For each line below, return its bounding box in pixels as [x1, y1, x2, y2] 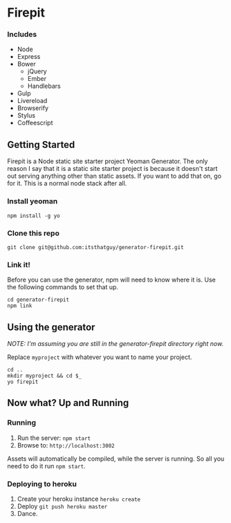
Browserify [17, 104, 48, 112]
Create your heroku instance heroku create [17, 495, 141, 503]
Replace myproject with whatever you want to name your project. [7, 353, 192, 361]
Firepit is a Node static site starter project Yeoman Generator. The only [7, 157, 208, 165]
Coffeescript [17, 119, 53, 127]
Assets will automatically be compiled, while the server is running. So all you [7, 455, 225, 463]
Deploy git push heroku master [17, 502, 108, 510]
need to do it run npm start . [7, 461, 86, 470]
